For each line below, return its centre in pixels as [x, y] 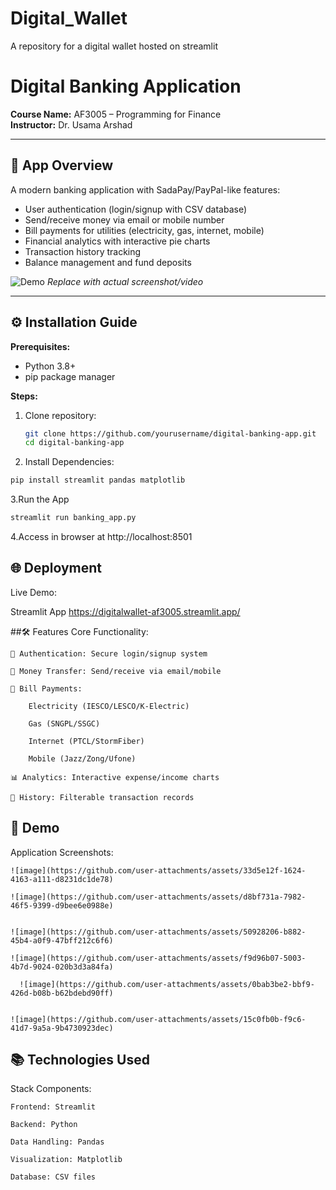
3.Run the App [40, 499]
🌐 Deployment [56, 568]
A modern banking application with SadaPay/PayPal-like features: [145, 189]
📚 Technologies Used [80, 1060]
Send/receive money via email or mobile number [124, 219]
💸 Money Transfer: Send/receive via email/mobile [116, 671]
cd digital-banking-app [74, 443]
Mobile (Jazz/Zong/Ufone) [82, 758]
